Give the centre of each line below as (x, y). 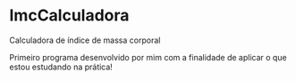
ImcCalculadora (69, 16)
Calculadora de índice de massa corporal (85, 40)
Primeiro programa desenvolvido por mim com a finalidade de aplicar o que (148, 57)
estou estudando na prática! (61, 67)
